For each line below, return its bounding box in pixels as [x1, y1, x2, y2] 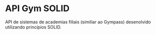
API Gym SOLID [5, 3, 70, 14]
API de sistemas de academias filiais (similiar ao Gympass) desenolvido [5, 19, 151, 25]
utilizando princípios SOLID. [5, 24, 62, 30]
